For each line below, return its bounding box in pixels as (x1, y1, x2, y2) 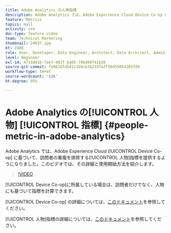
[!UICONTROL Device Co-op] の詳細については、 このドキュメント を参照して (5, 198, 165, 204)
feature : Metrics (5, 17, 42, 22)
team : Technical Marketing (5, 36, 63, 41)
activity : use (5, 27, 36, 32)
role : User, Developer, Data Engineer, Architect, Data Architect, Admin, (5, 50, 167, 55)
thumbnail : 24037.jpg (5, 41, 51, 46)
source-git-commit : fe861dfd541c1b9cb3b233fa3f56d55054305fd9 (5, 64, 140, 69)
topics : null (5, 21, 33, 27)
